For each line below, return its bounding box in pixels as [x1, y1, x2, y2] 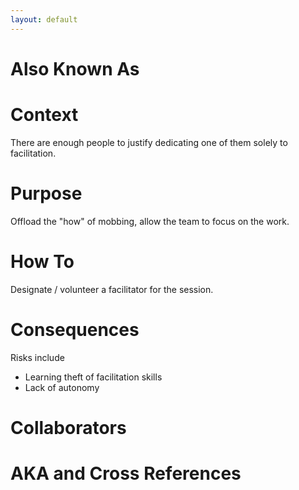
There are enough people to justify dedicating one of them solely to [10, 136, 288, 148]
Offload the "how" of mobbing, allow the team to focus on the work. [10, 215, 290, 227]
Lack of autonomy [24, 381, 100, 393]
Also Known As [10, 57, 140, 80]
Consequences [10, 318, 140, 341]
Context [10, 104, 79, 126]
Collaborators [10, 416, 127, 439]
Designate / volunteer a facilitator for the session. [10, 283, 214, 295]
